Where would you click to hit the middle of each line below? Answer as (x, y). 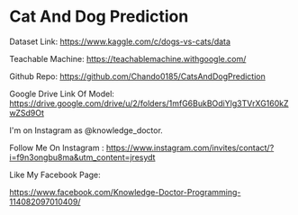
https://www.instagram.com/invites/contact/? (190, 148)
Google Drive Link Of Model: (62, 94)
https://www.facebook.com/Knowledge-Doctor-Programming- (125, 192)
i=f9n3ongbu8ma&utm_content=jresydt (82, 157)
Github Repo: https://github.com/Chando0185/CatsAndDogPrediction (137, 76)
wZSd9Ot (27, 112)
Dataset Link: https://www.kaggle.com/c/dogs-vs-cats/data (120, 41)
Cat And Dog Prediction (99, 17)
